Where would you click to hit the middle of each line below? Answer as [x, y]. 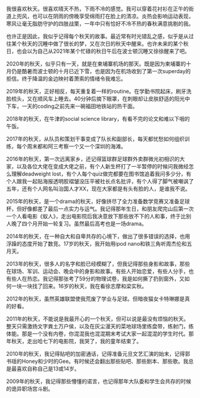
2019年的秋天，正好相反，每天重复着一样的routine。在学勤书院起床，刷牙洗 [99, 91]
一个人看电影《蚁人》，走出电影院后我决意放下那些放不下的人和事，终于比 [96, 216]
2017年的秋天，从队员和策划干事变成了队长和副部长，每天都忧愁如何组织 [95, 139]
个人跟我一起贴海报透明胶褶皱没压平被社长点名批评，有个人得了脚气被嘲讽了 [100, 181]
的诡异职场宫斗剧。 [30, 389]
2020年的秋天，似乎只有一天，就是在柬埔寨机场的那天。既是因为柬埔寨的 [96, 64]
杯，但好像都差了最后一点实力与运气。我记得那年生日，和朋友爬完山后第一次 [100, 209]
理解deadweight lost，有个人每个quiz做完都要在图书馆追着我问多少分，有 [101, 174]
